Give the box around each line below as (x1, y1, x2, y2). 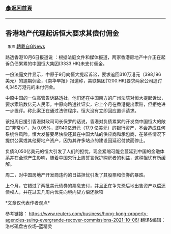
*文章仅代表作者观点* (5, 200, 50, 206)
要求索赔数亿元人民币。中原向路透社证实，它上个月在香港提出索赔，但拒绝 (5, 101, 161, 107)
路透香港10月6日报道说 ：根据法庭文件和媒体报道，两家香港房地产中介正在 (5, 54, 161, 61)
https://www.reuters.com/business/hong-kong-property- (28, 211, 149, 217)
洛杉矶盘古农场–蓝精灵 (5, 223, 52, 229)
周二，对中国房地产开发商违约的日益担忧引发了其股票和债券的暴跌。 (5, 172, 148, 178)
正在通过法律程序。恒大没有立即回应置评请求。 (40, 108, 139, 114)
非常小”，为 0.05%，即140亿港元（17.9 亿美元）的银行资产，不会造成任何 (12, 125, 166, 131)
